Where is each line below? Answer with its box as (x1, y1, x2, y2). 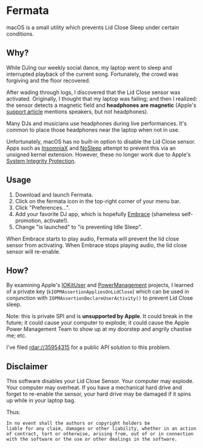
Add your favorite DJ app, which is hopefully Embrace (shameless (15, 210, 181, 217)
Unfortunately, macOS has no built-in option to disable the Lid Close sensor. (6, 138, 196, 145)
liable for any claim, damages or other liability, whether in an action (6, 426, 197, 432)
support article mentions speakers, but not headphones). (6, 107, 148, 115)
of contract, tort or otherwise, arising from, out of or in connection (6, 431, 194, 437)
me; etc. (6, 332, 27, 339)
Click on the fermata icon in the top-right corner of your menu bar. (15, 197, 181, 205)
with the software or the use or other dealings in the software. (6, 436, 178, 443)
